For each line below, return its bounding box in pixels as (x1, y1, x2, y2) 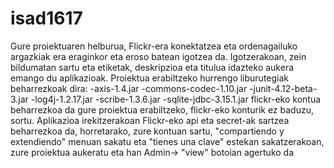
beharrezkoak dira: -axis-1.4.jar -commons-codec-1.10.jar (10, 82, 248, 94)
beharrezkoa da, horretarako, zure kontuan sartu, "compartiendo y (10, 125, 285, 137)
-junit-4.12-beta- (249, 82, 318, 94)
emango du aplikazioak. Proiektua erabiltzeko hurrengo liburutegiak (10, 72, 290, 84)
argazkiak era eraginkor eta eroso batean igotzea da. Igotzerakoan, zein (10, 50, 307, 62)
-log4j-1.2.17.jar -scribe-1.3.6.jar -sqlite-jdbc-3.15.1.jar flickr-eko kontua (30, 93, 322, 105)
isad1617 (10, 7, 83, 30)
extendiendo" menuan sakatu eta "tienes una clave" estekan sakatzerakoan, (10, 135, 325, 147)
